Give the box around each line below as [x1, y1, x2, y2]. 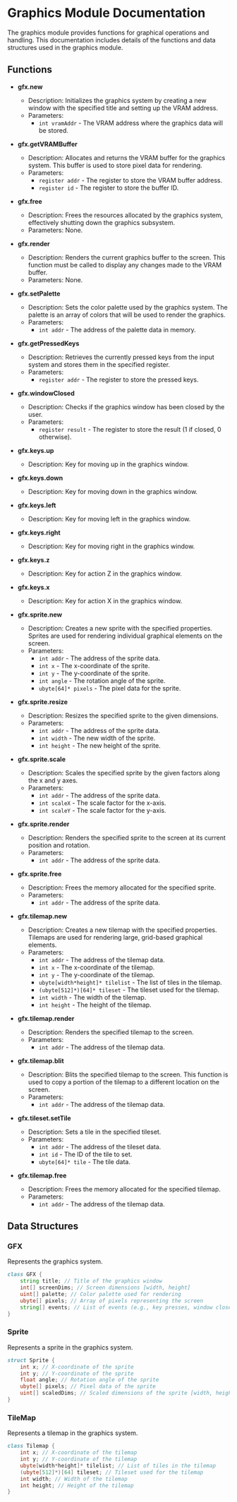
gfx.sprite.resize [17, 697, 68, 706]
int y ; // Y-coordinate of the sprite [20, 1370, 134, 1377]
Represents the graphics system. [7, 1257, 104, 1266]
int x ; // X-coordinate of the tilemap [20, 1449, 138, 1456]
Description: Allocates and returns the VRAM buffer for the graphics [28, 153, 226, 162]
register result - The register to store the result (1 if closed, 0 [38, 425, 221, 433]
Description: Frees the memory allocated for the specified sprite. [28, 883, 217, 892]
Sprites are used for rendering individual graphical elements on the [28, 631, 223, 640]
